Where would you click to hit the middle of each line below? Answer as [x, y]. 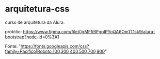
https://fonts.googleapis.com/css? [55, 46]
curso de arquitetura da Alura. [35, 22]
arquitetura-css [37, 9]
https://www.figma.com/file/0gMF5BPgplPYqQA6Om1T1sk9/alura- [89, 31]
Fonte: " [13, 46]
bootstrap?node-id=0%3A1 [32, 37]
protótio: [14, 31]
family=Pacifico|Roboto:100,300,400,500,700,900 [55, 51]
